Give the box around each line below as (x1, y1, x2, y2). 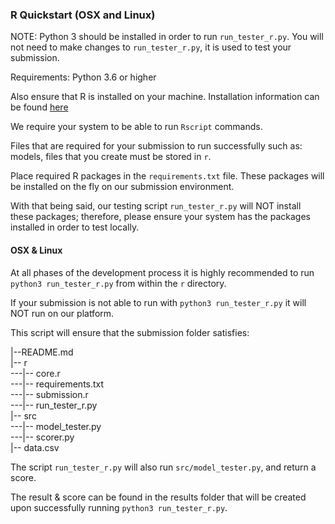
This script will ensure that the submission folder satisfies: (10, 326, 250, 338)
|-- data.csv (10, 441, 60, 453)
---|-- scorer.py (10, 431, 75, 443)
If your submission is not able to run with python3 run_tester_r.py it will (10, 296, 307, 308)
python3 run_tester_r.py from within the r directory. (10, 277, 227, 289)
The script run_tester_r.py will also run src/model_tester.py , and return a (10, 461, 317, 473)
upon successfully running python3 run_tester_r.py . (10, 501, 228, 513)
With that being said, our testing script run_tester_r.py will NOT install (10, 200, 302, 212)
